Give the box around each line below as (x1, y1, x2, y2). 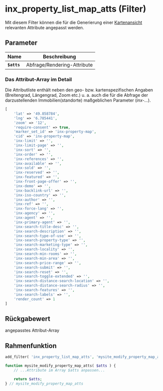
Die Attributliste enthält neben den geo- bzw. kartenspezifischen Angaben (5, 87, 153, 93)
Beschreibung (43, 53, 76, 60)
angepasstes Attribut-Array (5, 327, 60, 334)
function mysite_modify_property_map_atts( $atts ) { (5, 363, 116, 368)
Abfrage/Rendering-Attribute (26, 61, 93, 68)
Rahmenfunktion (5, 341, 57, 350)
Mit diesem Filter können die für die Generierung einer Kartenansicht (5, 19, 142, 25)
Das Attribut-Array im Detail (5, 76, 72, 83)
